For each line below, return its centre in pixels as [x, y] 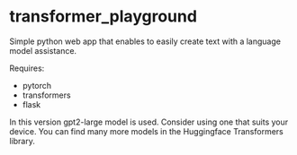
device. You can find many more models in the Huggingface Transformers [146, 131]
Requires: [27, 68]
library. [22, 141]
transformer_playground [103, 17]
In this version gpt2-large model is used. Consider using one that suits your [149, 122]
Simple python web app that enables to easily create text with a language [145, 41]
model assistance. [43, 50]
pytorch [37, 85]
